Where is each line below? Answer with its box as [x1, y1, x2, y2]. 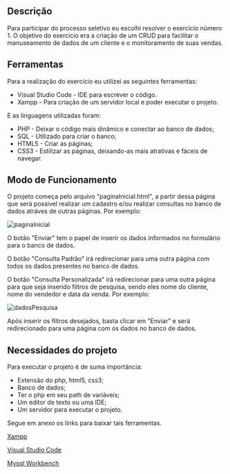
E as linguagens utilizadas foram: [7, 111, 102, 120]
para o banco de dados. [7, 241, 75, 250]
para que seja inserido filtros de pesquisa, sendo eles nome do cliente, [7, 283, 209, 291]
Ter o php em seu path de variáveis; [17, 391, 119, 399]
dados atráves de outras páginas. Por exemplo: [7, 207, 142, 215]
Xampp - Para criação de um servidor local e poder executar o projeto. [17, 98, 219, 106]
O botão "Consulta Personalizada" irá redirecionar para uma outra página [7, 275, 215, 284]
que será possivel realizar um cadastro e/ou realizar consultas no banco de [7, 200, 222, 208]
